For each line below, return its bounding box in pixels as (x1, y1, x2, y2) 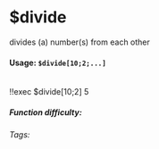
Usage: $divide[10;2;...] (9, 57, 107, 68)
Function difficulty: (9, 106, 82, 118)
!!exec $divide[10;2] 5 (9, 87, 89, 97)
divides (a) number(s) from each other (9, 37, 150, 47)
